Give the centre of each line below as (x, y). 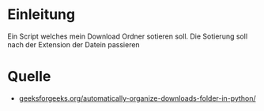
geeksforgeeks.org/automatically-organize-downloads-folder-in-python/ (137, 98)
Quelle (29, 77)
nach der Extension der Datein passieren (74, 44)
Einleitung (41, 15)
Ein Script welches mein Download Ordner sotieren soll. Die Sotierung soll (128, 36)
